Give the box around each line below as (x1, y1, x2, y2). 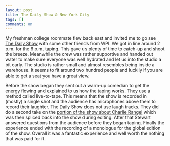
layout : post (5, 7, 33, 13)
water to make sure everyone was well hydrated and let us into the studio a (5, 56, 162, 63)
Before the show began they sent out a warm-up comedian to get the (5, 83, 150, 89)
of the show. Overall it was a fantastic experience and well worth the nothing (5, 130, 165, 136)
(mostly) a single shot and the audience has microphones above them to (5, 99, 156, 105)
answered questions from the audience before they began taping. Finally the (5, 120, 165, 126)
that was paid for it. (5, 136, 46, 142)
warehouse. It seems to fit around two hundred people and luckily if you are (5, 67, 163, 74)
